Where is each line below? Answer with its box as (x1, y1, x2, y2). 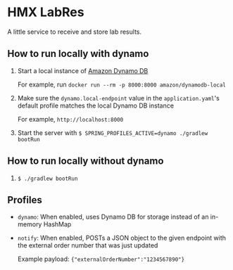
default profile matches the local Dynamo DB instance (17, 101, 175, 110)
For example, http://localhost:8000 (17, 115, 124, 123)
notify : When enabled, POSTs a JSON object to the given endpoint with (17, 233, 227, 243)
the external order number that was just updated (17, 241, 158, 250)
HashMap (43, 220, 72, 229)
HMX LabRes (7, 4, 84, 20)
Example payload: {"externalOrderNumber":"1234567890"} (17, 255, 185, 264)
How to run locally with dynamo (7, 48, 149, 60)
